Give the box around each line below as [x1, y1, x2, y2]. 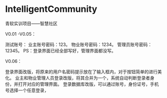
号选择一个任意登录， [5, 87, 49, 93]
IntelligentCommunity [5, 3, 97, 15]
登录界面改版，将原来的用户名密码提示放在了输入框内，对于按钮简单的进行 [5, 68, 158, 75]
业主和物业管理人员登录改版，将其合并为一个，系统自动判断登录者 [14, 75, 150, 81]
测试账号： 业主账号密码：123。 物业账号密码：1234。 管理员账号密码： [5, 41, 153, 48]
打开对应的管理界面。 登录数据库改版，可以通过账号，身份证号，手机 [18, 81, 159, 87]
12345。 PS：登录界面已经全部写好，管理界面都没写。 [5, 48, 116, 53]
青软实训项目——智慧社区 [5, 20, 58, 26]
